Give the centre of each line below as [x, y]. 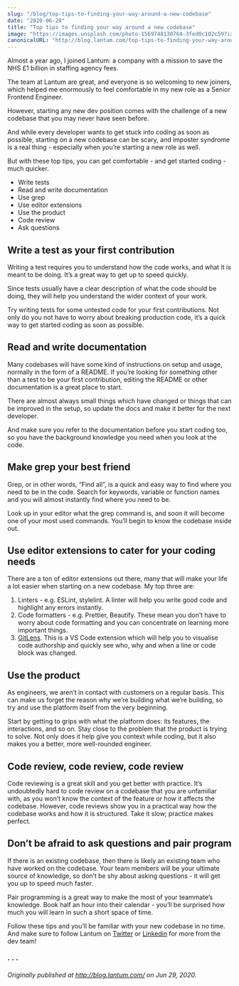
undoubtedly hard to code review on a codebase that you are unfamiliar [112, 791]
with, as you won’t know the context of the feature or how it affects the [111, 798]
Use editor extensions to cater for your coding [111, 551]
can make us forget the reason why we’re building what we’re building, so [115, 700]
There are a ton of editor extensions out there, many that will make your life [117, 579]
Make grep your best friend [69, 467]
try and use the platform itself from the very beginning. [88, 707]
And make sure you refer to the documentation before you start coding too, [117, 429]
